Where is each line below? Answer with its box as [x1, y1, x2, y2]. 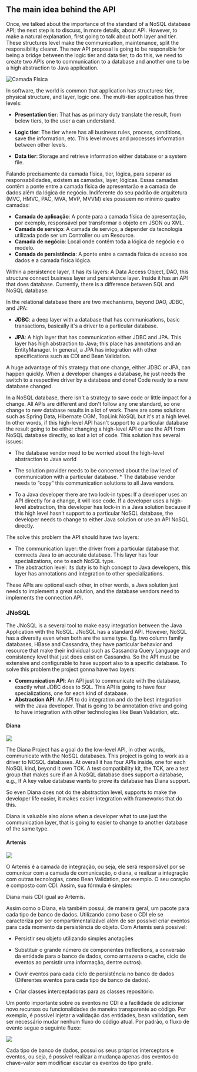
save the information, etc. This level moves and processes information [14, 135, 185, 142]
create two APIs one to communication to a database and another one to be [6, 58, 189, 65]
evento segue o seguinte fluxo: [6, 1024, 81, 1031]
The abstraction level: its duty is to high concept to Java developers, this [14, 564, 191, 571]
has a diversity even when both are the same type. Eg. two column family [6, 634, 184, 641]
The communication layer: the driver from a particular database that [14, 545, 179, 552]
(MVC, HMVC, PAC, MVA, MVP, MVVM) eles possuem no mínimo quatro [6, 195, 181, 202]
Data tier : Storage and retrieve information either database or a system [14, 153, 187, 160]
